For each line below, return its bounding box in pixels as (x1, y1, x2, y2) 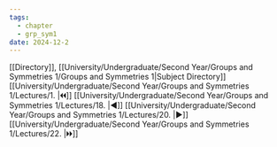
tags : (9, 12, 29, 22)
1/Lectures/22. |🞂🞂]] (9, 128, 79, 139)
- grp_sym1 (17, 29, 58, 38)
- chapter (17, 21, 53, 30)
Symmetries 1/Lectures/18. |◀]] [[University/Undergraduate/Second (9, 100, 257, 111)
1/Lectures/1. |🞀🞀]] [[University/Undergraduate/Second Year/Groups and (9, 90, 269, 101)
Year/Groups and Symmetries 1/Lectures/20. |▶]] (9, 110, 189, 120)
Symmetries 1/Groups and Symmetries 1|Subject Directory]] (9, 72, 227, 82)
